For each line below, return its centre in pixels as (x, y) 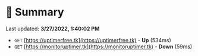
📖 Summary (35, 12)
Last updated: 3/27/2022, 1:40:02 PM (53, 29)
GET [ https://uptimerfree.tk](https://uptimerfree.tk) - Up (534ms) (93, 40)
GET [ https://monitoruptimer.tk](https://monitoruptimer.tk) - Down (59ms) (103, 46)
